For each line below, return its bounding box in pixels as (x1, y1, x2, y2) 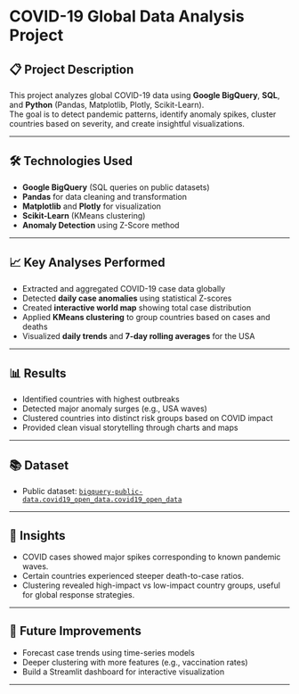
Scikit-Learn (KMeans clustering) (21, 210, 146, 220)
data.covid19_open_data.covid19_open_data (21, 495, 182, 505)
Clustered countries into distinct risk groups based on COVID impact (21, 413, 273, 424)
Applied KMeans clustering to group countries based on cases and (21, 311, 271, 322)
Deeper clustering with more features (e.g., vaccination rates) (21, 657, 248, 667)
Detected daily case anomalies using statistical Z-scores (21, 293, 232, 303)
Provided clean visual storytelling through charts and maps (21, 422, 238, 434)
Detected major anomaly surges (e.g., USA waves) (21, 403, 207, 414)
